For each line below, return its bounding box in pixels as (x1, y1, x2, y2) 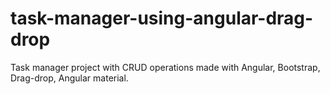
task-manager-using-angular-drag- (10, 7, 314, 30)
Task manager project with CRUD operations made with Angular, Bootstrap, (10, 61, 321, 73)
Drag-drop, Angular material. (10, 72, 129, 84)
